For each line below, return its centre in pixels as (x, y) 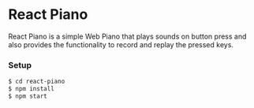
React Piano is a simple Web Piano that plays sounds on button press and (127, 36)
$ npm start (28, 96)
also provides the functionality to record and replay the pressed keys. (121, 44)
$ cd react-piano (37, 82)
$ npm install (32, 89)
